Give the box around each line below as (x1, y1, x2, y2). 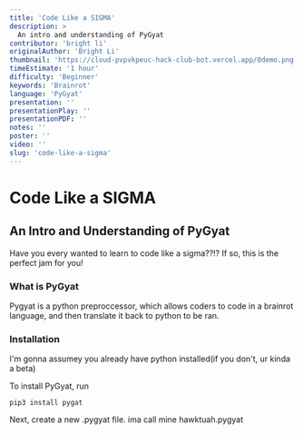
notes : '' (9, 123, 47, 133)
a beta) (9, 363, 36, 374)
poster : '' (9, 132, 51, 141)
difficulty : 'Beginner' (9, 73, 100, 82)
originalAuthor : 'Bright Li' (9, 47, 120, 56)
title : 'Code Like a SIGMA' (9, 13, 116, 23)
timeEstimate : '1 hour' (9, 64, 100, 74)
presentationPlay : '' (9, 106, 92, 115)
